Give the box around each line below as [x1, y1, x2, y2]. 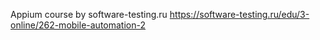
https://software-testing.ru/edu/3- [169, 9, 310, 20]
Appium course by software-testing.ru [10, 9, 168, 20]
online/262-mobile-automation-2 [10, 19, 146, 31]
